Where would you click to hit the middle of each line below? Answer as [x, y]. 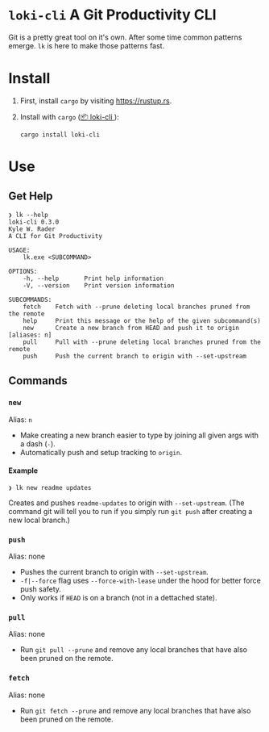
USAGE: [19, 250]
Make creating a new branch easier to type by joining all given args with [139, 435]
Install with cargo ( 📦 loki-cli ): [69, 117]
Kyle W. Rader [32, 229]
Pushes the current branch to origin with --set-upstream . [114, 572]
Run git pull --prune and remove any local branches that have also [134, 650]
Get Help [31, 197]
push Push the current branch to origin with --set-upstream [135, 356]
